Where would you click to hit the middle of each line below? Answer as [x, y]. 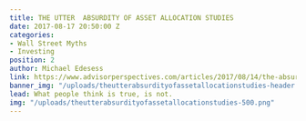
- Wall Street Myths [49, 43]
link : [20, 77]
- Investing [32, 52]
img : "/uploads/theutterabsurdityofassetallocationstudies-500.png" [142, 102]
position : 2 [32, 60]
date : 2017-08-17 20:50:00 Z [65, 26]
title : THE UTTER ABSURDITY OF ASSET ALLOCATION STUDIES [122, 18]
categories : [32, 35]
